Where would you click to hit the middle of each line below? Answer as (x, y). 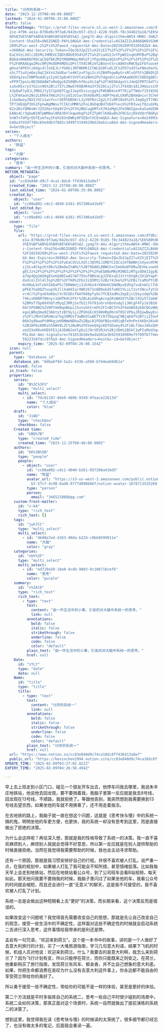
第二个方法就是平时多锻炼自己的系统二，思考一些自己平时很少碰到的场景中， (81, 997)
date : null (29, 673)
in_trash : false (26, 371)
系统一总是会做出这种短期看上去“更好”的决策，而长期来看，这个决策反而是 (79, 901)
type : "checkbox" (35, 421)
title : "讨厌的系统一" (26, 9)
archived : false (26, 366)
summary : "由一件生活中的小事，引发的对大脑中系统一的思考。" (60, 168)
